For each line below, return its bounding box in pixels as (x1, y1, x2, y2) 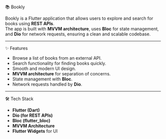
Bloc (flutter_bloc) (12, 118, 51, 123)
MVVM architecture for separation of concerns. (12, 71, 111, 76)
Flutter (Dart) (12, 107, 40, 113)
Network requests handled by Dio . (12, 81, 83, 87)
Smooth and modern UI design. (12, 66, 76, 71)
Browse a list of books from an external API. (12, 55, 102, 61)
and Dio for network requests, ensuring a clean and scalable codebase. (5, 31, 151, 37)
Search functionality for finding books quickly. (12, 61, 106, 66)
